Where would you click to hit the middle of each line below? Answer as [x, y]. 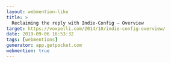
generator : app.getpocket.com [44, 46]
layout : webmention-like [37, 12]
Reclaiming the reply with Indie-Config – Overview [78, 23]
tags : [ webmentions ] [32, 40]
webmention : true [28, 51]
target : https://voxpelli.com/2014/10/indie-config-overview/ [86, 28]
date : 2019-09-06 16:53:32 [40, 34]
